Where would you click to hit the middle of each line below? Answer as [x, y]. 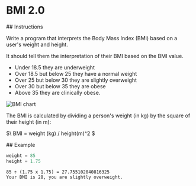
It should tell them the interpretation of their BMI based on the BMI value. [95, 56]
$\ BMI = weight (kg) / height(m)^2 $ [51, 133]
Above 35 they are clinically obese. [57, 92]
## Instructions [25, 27]
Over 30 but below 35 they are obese [60, 86]
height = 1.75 [24, 161]
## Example [21, 145]
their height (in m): [29, 121]
